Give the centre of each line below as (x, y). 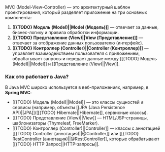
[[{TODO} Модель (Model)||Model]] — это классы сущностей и (78, 102)
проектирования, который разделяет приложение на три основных (76, 12)
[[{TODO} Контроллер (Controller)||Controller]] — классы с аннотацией (86, 128)
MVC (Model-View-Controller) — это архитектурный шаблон (68, 7)
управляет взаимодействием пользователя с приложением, (76, 53)
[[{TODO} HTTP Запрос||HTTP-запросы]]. (56, 144)
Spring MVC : (18, 93)
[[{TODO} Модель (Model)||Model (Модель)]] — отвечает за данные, (85, 27)
